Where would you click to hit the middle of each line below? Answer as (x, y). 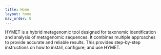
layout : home (18, 14)
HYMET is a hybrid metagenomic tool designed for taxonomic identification (80, 32)
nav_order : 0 (18, 18)
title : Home (17, 9)
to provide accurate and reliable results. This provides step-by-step (73, 42)
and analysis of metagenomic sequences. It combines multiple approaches (80, 37)
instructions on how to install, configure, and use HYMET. (63, 48)
